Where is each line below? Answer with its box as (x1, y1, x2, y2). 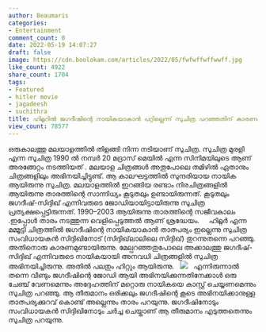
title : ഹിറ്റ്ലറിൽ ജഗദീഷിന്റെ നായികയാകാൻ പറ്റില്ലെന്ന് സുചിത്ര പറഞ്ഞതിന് (8, 115, 234, 123)
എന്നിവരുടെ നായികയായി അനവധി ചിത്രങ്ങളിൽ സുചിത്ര (32, 251, 218, 261)
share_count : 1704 (8, 71, 69, 79)
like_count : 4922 (8, 64, 66, 71)
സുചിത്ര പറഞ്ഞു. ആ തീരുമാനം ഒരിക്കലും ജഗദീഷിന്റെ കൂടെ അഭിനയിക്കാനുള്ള (8, 288, 256, 298)
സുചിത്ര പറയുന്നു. (8, 315, 64, 324)
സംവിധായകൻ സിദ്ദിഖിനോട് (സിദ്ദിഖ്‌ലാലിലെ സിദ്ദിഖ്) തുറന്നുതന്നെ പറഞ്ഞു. (8, 234, 256, 243)
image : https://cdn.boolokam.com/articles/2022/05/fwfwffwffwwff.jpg (8, 56, 243, 64)
